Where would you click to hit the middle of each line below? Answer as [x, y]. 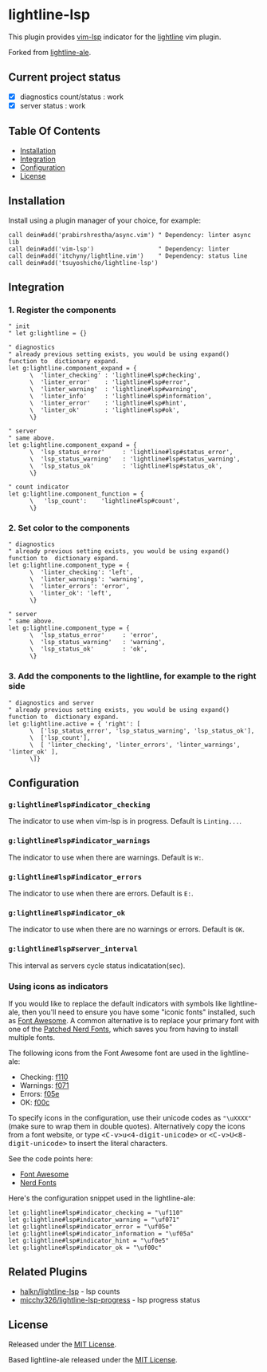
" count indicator [39, 487]
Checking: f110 [44, 1077]
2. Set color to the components [69, 528]
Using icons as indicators [59, 986]
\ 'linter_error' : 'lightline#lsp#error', [110, 382]
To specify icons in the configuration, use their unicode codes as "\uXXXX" [130, 1117]
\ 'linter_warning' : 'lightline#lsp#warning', [113, 389]
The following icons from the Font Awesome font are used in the [114, 1053]
